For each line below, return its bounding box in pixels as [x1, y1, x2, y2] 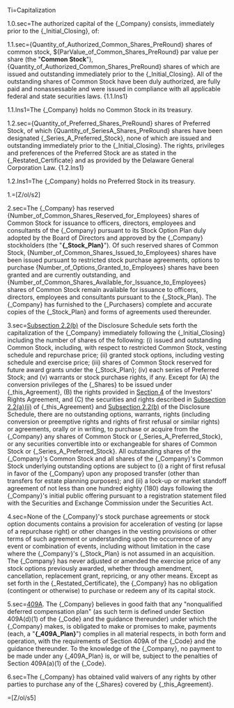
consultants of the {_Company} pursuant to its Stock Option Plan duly [7, 226, 207, 234]
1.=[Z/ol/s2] [7, 191, 40, 199]
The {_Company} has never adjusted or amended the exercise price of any [7, 557, 221, 565]
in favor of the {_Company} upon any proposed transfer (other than [7, 470, 200, 477]
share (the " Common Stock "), [7, 55, 94, 63]
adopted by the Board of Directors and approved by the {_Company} [7, 233, 203, 242]
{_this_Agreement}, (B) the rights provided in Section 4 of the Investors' [7, 388, 212, 396]
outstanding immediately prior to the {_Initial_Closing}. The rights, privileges [7, 141, 225, 149]
